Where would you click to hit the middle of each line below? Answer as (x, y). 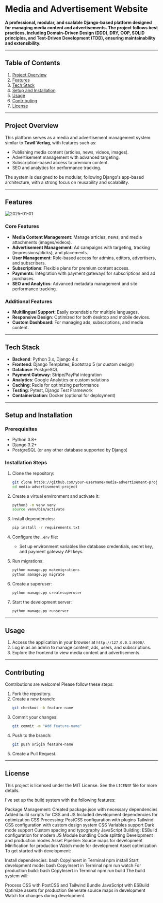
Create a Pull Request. (34, 753)
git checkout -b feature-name (43, 708)
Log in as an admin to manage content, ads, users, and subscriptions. (81, 648)
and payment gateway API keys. (51, 552)
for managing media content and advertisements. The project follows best (81, 27)
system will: (17, 876)
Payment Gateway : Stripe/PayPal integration (57, 375)
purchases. (23, 278)
